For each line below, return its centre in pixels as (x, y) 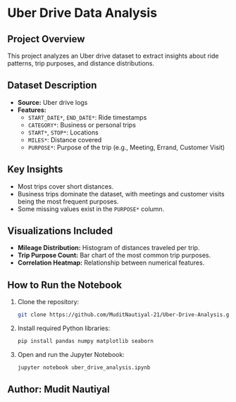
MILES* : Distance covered (65, 139)
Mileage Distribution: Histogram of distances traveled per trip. (108, 248)
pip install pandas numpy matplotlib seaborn (85, 341)
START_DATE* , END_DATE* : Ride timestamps (87, 117)
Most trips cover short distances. (66, 186)
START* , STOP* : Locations (63, 132)
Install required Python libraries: (64, 328)
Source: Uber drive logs (52, 102)
